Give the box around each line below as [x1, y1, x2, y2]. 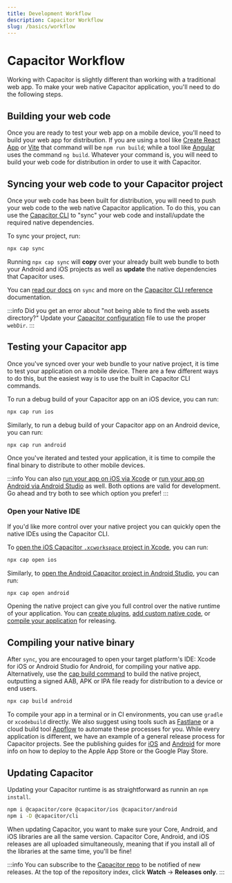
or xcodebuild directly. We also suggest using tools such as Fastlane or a [7, 718, 214, 726]
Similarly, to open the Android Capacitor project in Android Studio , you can [7, 569, 220, 577]
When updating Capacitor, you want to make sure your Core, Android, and [7, 825, 218, 833]
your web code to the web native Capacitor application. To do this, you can [7, 203, 221, 211]
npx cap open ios [7, 556, 57, 563]
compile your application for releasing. [7, 616, 117, 625]
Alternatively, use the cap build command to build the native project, [7, 670, 202, 678]
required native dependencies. [7, 218, 95, 227]
